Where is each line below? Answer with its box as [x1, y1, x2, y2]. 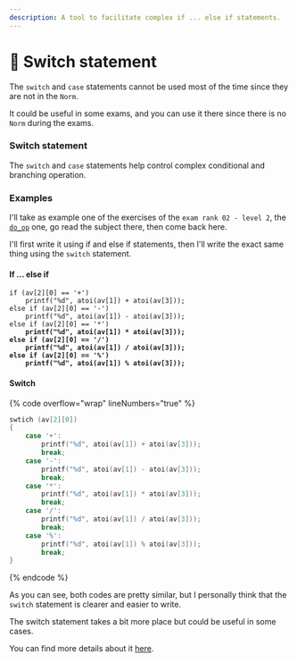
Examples [9, 191, 54, 204]
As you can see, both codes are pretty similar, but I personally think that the [9, 590, 287, 600]
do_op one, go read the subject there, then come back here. [9, 222, 227, 232]
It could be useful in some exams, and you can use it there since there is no [9, 108, 287, 119]
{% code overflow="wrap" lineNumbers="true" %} [9, 398, 196, 408]
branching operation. [9, 169, 87, 180]
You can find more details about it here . [9, 643, 154, 654]
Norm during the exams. [9, 117, 95, 128]
